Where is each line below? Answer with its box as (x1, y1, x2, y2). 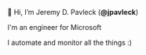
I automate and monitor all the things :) (7, 38, 133, 47)
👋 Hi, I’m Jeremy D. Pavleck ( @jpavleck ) (7, 8, 139, 16)
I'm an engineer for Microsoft (7, 23, 102, 31)
